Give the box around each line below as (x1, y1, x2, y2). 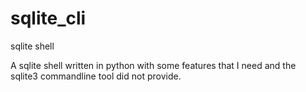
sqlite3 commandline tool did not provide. (10, 70, 182, 82)
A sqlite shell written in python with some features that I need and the (10, 59, 297, 71)
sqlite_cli (10, 7, 87, 30)
